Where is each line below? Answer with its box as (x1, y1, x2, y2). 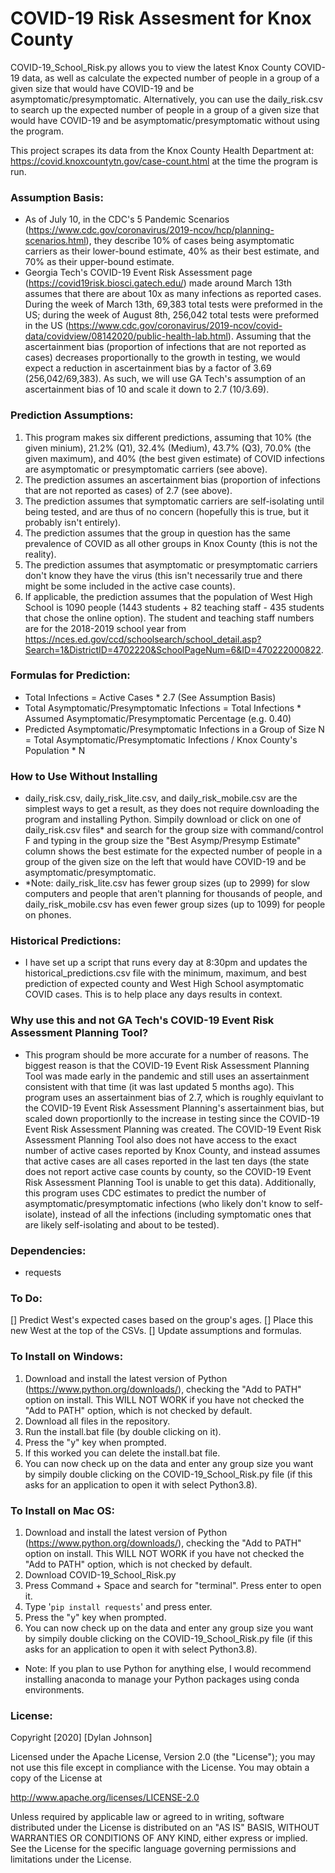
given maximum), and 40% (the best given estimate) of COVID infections (24, 452, 325, 464)
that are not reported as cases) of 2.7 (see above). (24, 484, 233, 496)
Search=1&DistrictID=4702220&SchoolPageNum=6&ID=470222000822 (24, 643, 322, 656)
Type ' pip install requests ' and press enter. (24, 1600, 213, 1612)
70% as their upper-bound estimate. (24, 256, 175, 268)
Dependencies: (10, 1243, 87, 1257)
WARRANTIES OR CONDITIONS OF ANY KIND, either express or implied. (10, 1832, 308, 1844)
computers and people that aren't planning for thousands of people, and (24, 888, 323, 900)
